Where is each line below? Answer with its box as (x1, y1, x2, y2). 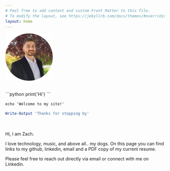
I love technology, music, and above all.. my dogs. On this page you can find (5, 141, 164, 147)
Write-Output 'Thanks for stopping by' (5, 111, 90, 116)
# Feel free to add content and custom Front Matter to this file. (5, 8, 151, 13)
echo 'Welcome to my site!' (5, 101, 65, 107)
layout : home (5, 19, 33, 24)
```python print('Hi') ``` (5, 91, 51, 97)
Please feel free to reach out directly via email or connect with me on (5, 156, 149, 162)
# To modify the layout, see (5, 13, 67, 19)
